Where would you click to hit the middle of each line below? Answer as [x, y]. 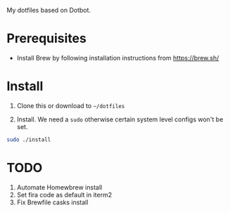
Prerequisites [47, 39]
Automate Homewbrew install [59, 187]
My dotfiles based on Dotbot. [49, 10]
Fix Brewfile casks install [52, 202]
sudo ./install [29, 140]
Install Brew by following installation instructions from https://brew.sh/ [118, 58]
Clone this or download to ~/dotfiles [71, 105]
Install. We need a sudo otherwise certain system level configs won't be [120, 119]
